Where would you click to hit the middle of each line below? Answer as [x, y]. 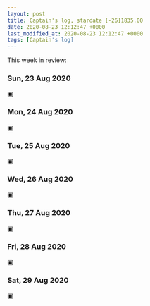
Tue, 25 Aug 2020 [39, 145]
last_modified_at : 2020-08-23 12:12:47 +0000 [75, 33]
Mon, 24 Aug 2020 [40, 112]
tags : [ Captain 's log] [40, 40]
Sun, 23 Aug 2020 [39, 78]
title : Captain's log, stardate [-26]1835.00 [75, 20]
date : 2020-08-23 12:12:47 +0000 [56, 27]
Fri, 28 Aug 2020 [37, 246]
